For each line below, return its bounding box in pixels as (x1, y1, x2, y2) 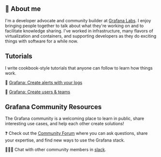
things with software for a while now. (5, 38, 78, 44)
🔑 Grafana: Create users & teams (5, 89, 71, 95)
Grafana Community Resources (5, 103, 102, 111)
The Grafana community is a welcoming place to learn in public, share (5, 115, 144, 121)
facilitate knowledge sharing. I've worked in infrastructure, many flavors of (5, 28, 153, 34)
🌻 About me (5, 5, 41, 13)
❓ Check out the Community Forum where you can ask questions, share (5, 130, 148, 136)
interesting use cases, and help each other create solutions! (5, 121, 124, 127)
